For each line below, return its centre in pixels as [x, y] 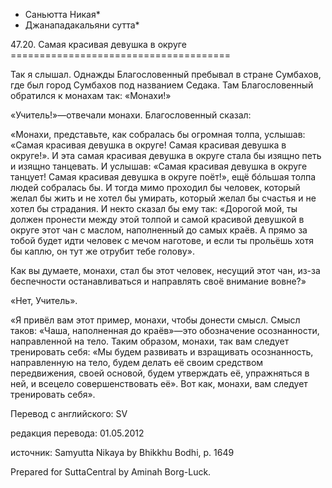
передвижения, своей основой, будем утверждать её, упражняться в [160, 373]
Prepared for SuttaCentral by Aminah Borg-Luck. [111, 472]
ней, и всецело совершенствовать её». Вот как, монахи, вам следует [159, 383]
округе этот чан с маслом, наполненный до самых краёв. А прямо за [159, 230]
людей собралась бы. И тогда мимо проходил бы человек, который [155, 187]
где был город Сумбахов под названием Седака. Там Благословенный [162, 85]
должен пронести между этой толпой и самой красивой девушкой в [157, 219]
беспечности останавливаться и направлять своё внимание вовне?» [158, 281]
